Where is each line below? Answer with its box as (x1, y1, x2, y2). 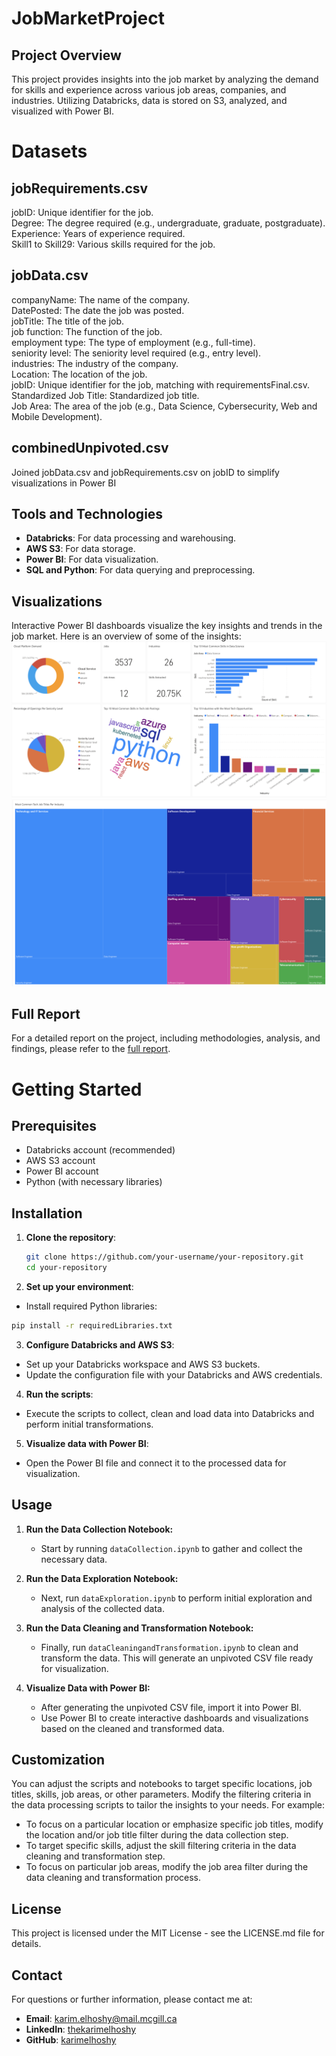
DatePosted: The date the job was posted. (11, 304, 185, 316)
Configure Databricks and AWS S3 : (25, 1338, 175, 1351)
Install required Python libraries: (25, 1300, 158, 1312)
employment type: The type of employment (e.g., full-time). (11, 336, 256, 348)
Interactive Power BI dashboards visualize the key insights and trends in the (11, 620, 323, 632)
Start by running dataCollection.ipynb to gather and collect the (40, 1542, 303, 1554)
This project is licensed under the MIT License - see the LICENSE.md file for (11, 1927, 325, 1939)
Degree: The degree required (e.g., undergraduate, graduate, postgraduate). (11, 217, 326, 229)
